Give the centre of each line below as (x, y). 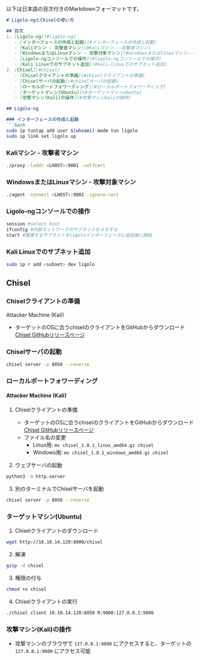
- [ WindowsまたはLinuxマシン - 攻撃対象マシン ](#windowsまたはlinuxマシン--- (105, 53)
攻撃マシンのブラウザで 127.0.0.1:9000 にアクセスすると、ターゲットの (103, 643)
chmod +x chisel (26, 589)
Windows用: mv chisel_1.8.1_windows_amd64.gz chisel (101, 453)
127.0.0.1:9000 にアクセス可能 (53, 651)
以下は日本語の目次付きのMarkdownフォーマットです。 (74, 9)
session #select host (33, 224)
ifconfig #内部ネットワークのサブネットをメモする (62, 230)
